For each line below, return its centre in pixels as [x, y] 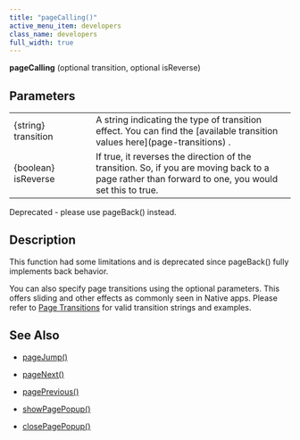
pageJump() [45, 357]
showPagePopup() [56, 409]
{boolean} [34, 168]
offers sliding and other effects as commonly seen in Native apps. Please [144, 298]
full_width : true [42, 42]
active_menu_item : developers [66, 26]
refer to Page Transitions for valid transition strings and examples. [130, 307]
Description [42, 241]
